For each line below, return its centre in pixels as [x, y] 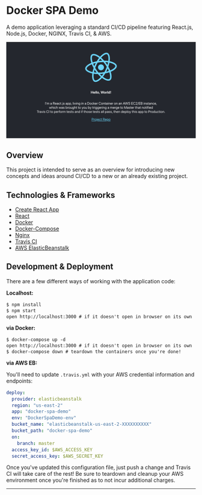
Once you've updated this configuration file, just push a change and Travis [99, 467]
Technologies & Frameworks [61, 195]
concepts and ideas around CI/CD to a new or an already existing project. [97, 176]
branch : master [36, 443]
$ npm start [21, 310]
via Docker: [21, 328]
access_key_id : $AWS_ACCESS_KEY [52, 450]
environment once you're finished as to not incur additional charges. [91, 480]
